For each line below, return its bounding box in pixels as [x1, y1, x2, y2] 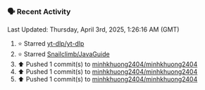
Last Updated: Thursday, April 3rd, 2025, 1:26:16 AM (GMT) [7, 25, 180, 34]
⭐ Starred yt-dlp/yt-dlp [17, 39, 85, 48]
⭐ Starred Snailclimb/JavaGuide [17, 50, 111, 58]
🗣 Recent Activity [7, 6, 71, 16]
